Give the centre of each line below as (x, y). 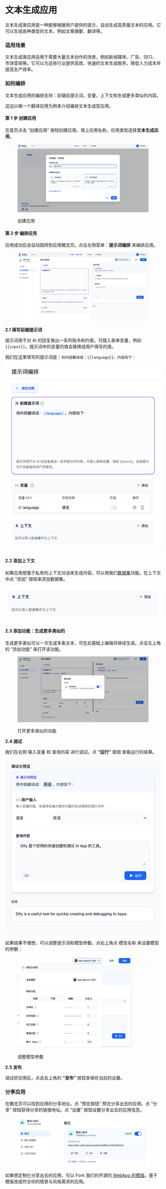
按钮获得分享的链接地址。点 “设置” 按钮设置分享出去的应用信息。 (79, 1110)
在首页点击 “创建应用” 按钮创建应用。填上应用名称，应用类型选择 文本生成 (80, 130)
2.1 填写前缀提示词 (24, 330)
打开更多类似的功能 (37, 731)
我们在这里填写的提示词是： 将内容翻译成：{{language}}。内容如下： (70, 357)
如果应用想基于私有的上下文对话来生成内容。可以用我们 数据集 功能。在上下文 (83, 573)
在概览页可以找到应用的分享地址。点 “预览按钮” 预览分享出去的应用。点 (78, 1104)
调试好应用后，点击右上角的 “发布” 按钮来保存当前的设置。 (65, 1078)
